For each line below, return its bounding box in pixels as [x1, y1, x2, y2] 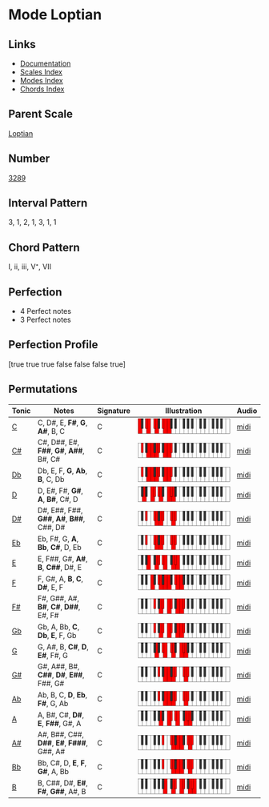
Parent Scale [8, 107, 74, 121]
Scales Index [19, 67, 62, 77]
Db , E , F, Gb [37, 630, 77, 640]
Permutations [8, 383, 78, 396]
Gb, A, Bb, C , [37, 622, 80, 632]
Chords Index [19, 84, 65, 94]
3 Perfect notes [19, 315, 72, 325]
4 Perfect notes [19, 307, 72, 316]
